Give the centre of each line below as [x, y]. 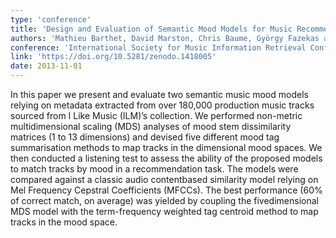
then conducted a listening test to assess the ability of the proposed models [166, 158]
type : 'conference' [51, 19]
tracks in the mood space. [64, 222]
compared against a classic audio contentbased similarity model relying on [164, 179]
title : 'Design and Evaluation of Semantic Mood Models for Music [151, 29]
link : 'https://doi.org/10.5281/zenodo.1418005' [113, 57]
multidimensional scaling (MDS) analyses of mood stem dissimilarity [151, 126]
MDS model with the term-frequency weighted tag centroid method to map [164, 211]
